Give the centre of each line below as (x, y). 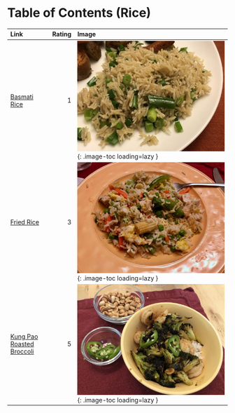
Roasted (22, 344)
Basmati (22, 97)
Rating (62, 34)
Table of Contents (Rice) (79, 13)
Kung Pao (24, 336)
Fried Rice (25, 222)
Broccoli (22, 351)
